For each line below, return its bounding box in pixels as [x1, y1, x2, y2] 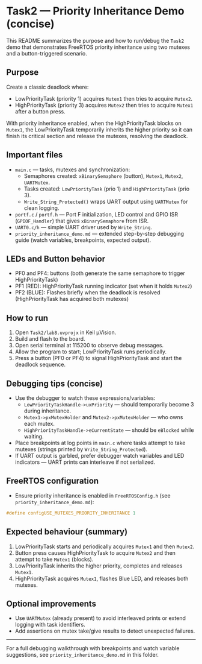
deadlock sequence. [14, 361, 66, 368]
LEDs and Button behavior [6, 253, 106, 264]
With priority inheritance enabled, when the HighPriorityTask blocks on [6, 119, 182, 127]
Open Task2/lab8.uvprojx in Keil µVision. [14, 329, 117, 336]
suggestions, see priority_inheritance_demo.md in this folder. [6, 651, 159, 659]
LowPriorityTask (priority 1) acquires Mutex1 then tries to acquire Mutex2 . [14, 95, 193, 102]
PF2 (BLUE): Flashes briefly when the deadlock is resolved [14, 289, 161, 296]
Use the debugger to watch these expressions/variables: [14, 394, 156, 402]
